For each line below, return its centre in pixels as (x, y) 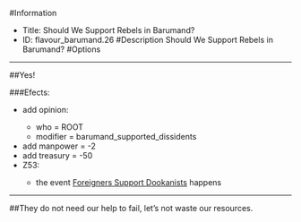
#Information (33, 13)
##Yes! (22, 75)
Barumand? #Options (61, 49)
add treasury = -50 (57, 155)
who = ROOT (59, 127)
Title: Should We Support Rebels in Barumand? (108, 30)
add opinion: (45, 110)
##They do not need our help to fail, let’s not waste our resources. (131, 208)
